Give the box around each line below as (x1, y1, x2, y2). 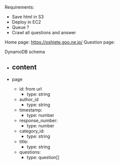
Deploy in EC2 (11, 19, 41, 25)
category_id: (19, 128, 45, 134)
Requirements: (4, 4, 34, 10)
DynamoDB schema (4, 49, 45, 55)
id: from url (19, 86, 42, 92)
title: (19, 138, 28, 144)
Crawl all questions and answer (11, 30, 76, 35)
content (11, 63, 37, 71)
